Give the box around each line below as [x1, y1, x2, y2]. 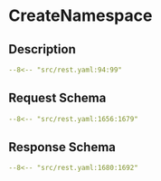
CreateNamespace [8, 5, 153, 26]
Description [8, 42, 76, 57]
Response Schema [8, 139, 117, 155]
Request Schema [8, 90, 107, 106]
